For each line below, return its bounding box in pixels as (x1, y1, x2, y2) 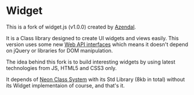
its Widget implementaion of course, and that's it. (6, 82, 125, 89)
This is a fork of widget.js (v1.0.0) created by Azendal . (6, 23, 137, 30)
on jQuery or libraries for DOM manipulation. (6, 47, 113, 54)
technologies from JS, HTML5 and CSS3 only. (6, 64, 117, 71)
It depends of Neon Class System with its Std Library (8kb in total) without (6, 76, 185, 83)
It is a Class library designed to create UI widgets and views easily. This (6, 34, 179, 41)
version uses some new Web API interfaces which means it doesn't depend (6, 41, 189, 48)
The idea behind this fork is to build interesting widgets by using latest (6, 58, 176, 65)
